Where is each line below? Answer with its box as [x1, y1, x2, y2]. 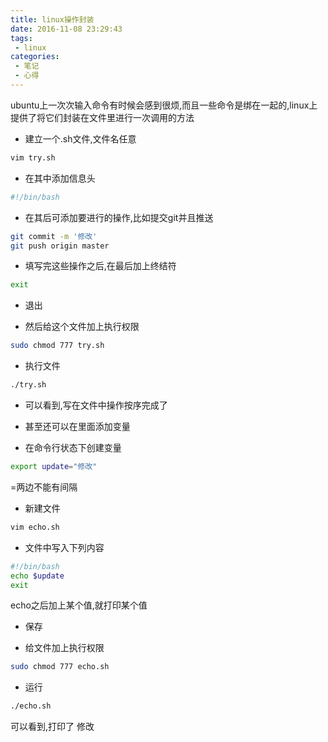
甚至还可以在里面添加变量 [24, 421, 131, 432]
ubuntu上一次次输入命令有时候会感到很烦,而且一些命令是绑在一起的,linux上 [10, 99, 318, 111]
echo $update [10, 571, 65, 581]
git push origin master [10, 241, 110, 251]
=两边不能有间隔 [10, 481, 78, 493]
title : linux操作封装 [10, 14, 95, 25]
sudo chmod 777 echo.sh [10, 662, 110, 672]
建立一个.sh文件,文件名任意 [24, 132, 137, 145]
